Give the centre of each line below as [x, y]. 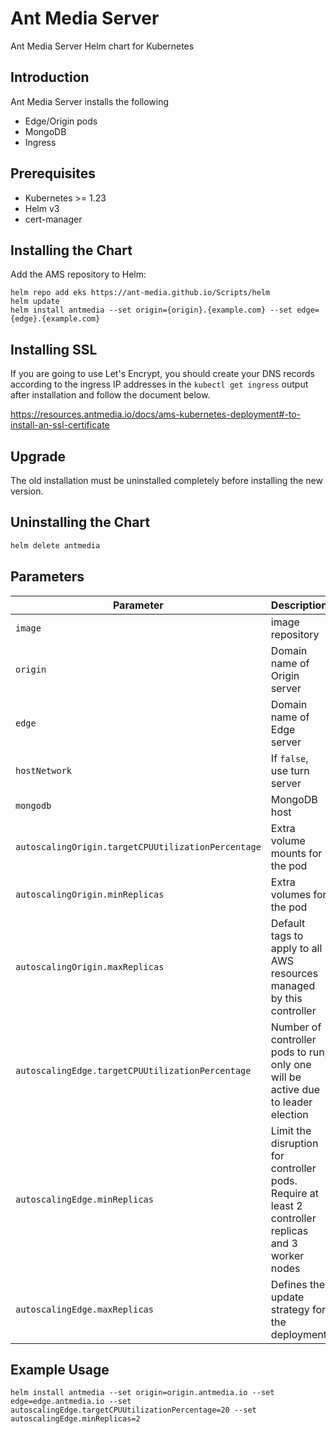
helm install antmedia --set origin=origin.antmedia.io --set [142, 1393]
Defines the [298, 1284]
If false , [289, 758]
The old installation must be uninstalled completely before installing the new [166, 480]
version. [27, 491]
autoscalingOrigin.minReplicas [90, 894]
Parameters [47, 577]
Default [288, 923]
